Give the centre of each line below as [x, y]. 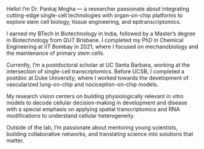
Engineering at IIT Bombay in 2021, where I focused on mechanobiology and [102, 46]
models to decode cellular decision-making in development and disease [97, 103]
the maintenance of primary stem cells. [56, 53]
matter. [15, 140]
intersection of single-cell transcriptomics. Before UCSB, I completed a [96, 71]
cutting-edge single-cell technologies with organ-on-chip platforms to [95, 15]
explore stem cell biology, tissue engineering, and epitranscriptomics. [94, 22]
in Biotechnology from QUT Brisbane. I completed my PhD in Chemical [95, 40]
